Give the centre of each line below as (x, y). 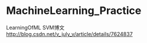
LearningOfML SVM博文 (35, 27)
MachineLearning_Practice (74, 11)
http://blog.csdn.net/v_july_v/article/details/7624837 (69, 34)
